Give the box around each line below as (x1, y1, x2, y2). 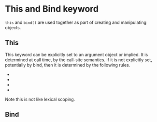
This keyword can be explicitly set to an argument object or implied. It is (5, 52, 148, 57)
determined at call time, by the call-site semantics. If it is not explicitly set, (5, 57, 152, 63)
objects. (5, 24, 21, 30)
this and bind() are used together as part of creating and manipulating (5, 19, 146, 25)
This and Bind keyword (5, 3, 99, 15)
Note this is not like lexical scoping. (5, 96, 75, 102)
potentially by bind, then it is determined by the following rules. (5, 62, 130, 68)
